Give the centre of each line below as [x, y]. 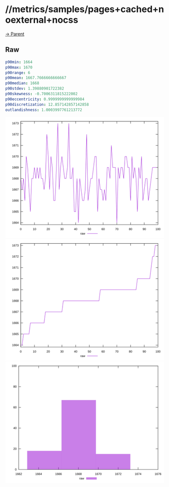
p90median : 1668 [22, 83]
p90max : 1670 [19, 67]
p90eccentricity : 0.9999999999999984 [45, 99]
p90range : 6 [18, 73]
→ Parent [15, 34]
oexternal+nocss [42, 20]
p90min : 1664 [19, 62]
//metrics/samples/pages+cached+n [85, 9]
